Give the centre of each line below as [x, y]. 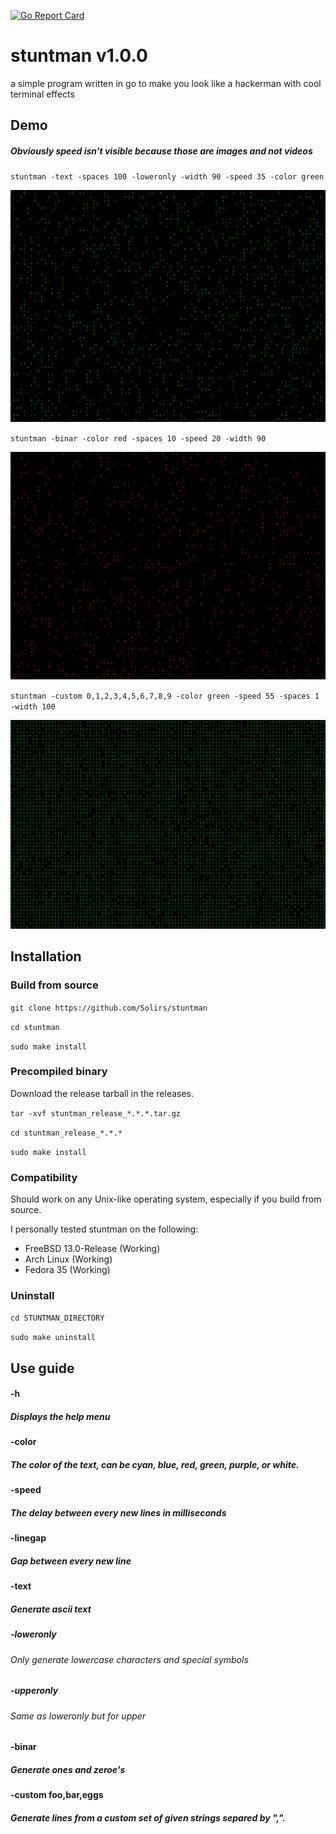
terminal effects [42, 94]
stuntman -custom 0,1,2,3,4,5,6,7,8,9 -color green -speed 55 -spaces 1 [165, 696]
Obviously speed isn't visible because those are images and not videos [161, 151]
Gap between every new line [71, 1561]
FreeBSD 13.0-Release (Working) [92, 1249]
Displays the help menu [60, 1416]
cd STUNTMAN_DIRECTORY [57, 1318]
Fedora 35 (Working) [67, 1270]
